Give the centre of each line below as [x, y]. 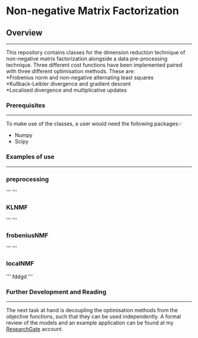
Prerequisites [26, 105]
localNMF [20, 264]
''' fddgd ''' [20, 277]
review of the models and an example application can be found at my [90, 323]
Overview [24, 33]
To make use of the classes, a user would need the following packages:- [94, 124]
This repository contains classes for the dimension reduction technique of [96, 52]
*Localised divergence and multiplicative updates [67, 90]
